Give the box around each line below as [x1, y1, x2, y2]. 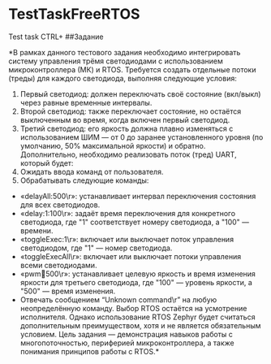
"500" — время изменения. [19, 286, 116, 296]
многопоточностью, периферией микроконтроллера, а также [19, 338, 234, 348]
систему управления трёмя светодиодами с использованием [8, 56, 223, 66]
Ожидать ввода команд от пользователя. [19, 167, 164, 176]
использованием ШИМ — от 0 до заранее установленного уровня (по [19, 132, 264, 142]
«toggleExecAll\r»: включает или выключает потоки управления [19, 251, 242, 261]
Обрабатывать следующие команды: [19, 175, 149, 185]
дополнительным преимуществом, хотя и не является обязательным [19, 320, 261, 330]
